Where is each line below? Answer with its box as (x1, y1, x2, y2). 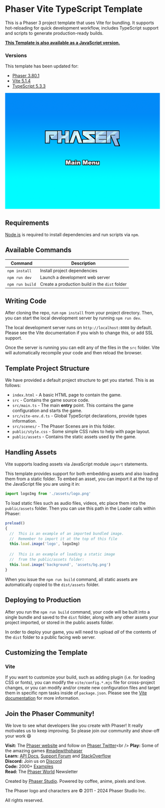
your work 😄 (5, 733, 31, 739)
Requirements (5, 218, 49, 227)
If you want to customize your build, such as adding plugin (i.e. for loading (5, 674, 155, 680)
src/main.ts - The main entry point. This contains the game (12, 403, 134, 408)
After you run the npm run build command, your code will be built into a (5, 609, 150, 615)
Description (71, 260, 96, 266)
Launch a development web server (40, 274, 110, 280)
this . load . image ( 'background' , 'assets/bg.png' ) (9, 562, 111, 567)
